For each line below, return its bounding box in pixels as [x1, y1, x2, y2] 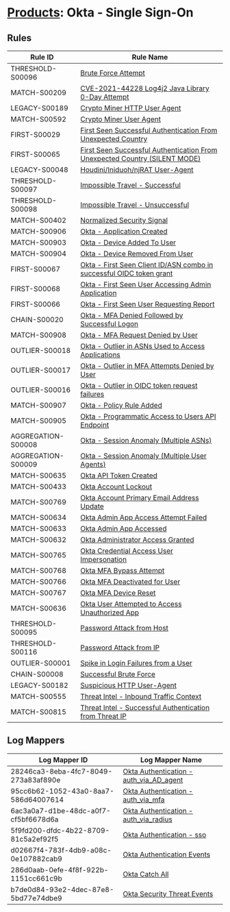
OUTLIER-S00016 [10, 385, 71, 395]
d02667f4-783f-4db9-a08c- [10, 845, 112, 854]
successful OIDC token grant [80, 269, 173, 278]
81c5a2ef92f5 [10, 834, 59, 843]
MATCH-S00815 [10, 707, 67, 717]
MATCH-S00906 [10, 227, 67, 236]
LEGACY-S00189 [10, 103, 68, 112]
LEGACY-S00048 [10, 165, 68, 174]
